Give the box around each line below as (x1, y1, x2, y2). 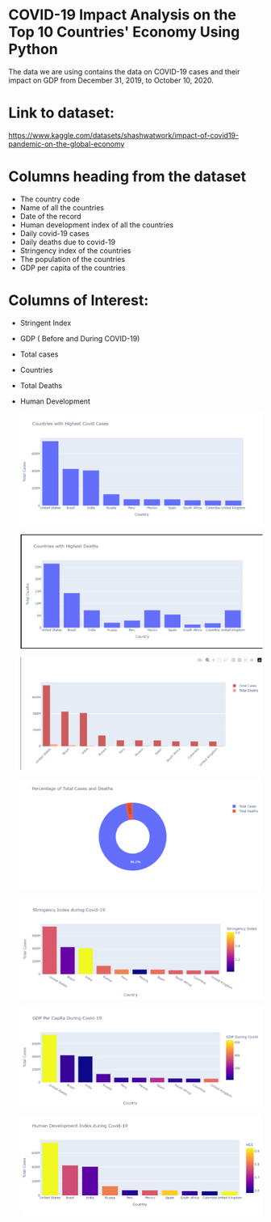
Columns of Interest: (8, 291, 149, 309)
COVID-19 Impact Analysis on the (8, 6, 236, 24)
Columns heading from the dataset (8, 167, 247, 186)
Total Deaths (19, 380, 63, 390)
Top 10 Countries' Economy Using (8, 23, 240, 41)
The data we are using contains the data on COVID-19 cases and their (8, 66, 240, 76)
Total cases (19, 349, 59, 359)
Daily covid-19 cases (19, 228, 90, 238)
